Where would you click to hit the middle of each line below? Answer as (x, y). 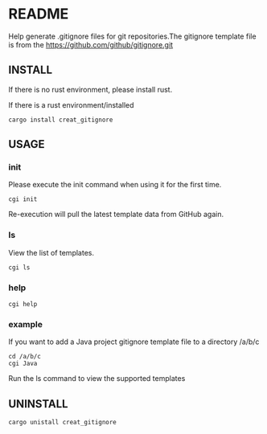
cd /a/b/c (25, 357)
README (39, 14)
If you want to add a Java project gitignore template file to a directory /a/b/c (134, 342)
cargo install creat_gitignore (61, 120)
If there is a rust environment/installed (71, 104)
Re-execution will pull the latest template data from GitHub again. (116, 215)
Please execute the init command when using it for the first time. (115, 185)
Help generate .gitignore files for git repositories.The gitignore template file (132, 36)
